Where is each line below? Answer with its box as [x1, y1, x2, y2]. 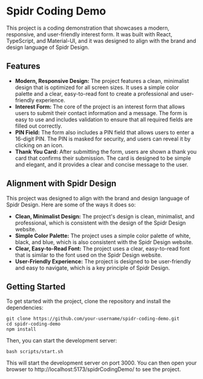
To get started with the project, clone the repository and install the [6, 298, 171, 305]
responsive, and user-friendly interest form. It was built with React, [6, 30, 173, 38]
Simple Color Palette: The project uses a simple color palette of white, [14, 232, 191, 239]
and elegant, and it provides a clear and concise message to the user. [14, 160, 188, 168]
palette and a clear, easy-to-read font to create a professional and [14, 90, 179, 97]
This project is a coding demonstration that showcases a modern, [6, 24, 170, 31]
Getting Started [6, 282, 66, 292]
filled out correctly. [14, 122, 62, 130]
